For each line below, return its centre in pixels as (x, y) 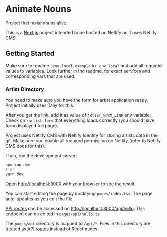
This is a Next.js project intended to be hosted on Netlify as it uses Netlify (81, 32)
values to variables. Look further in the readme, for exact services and (78, 71)
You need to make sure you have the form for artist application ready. (77, 100)
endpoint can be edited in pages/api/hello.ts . (53, 214)
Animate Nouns (38, 9)
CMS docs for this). (25, 146)
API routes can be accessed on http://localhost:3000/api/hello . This (75, 208)
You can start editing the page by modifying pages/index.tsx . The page (79, 193)
